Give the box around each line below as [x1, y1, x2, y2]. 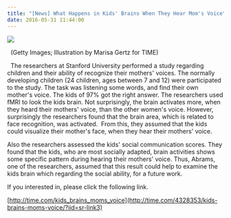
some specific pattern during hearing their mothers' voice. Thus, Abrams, [7, 155, 215, 163]
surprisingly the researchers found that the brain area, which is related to [7, 112, 214, 121]
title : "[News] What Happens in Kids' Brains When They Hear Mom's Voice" [7, 10, 226, 17]
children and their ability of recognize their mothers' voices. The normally [7, 69, 215, 77]
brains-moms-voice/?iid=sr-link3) [7, 203, 103, 211]
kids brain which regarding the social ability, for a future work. [7, 169, 183, 178]
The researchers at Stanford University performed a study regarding [10, 61, 204, 69]
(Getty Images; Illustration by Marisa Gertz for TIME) [10, 48, 159, 56]
